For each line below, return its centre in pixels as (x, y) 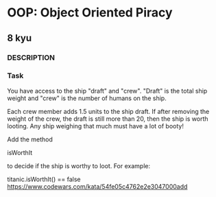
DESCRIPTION (31, 58)
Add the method (30, 139)
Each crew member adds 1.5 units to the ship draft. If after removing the (108, 111)
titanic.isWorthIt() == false (44, 179)
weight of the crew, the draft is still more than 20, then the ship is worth (108, 119)
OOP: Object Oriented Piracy (90, 13)
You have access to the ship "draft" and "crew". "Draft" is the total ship (107, 91)
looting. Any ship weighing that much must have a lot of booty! (95, 126)
